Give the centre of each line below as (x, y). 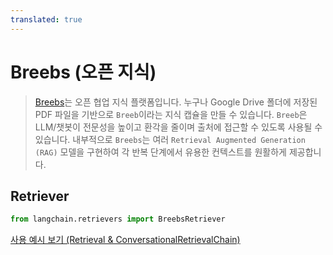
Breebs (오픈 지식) (83, 72)
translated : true (46, 19)
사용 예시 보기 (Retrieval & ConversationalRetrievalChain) (125, 240)
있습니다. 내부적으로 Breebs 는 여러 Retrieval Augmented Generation (170, 139)
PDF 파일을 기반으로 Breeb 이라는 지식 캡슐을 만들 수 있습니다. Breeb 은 (171, 114)
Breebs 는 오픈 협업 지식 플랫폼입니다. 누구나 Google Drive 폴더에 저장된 (176, 102)
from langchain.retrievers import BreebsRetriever (118, 219)
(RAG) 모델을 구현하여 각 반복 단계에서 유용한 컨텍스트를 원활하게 (160, 152)
